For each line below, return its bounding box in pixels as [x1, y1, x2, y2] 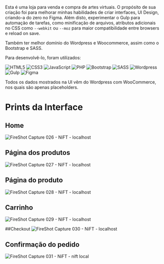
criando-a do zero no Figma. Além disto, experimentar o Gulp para [5, 15, 140, 20]
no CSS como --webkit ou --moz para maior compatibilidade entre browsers [5, 25, 160, 31]
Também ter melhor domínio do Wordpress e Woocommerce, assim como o [5, 40, 159, 46]
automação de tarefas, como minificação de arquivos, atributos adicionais [5, 20, 156, 26]
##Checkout [5, 226, 31, 232]
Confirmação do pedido [5, 240, 80, 249]
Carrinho [5, 203, 33, 212]
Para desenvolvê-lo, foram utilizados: [5, 55, 82, 61]
